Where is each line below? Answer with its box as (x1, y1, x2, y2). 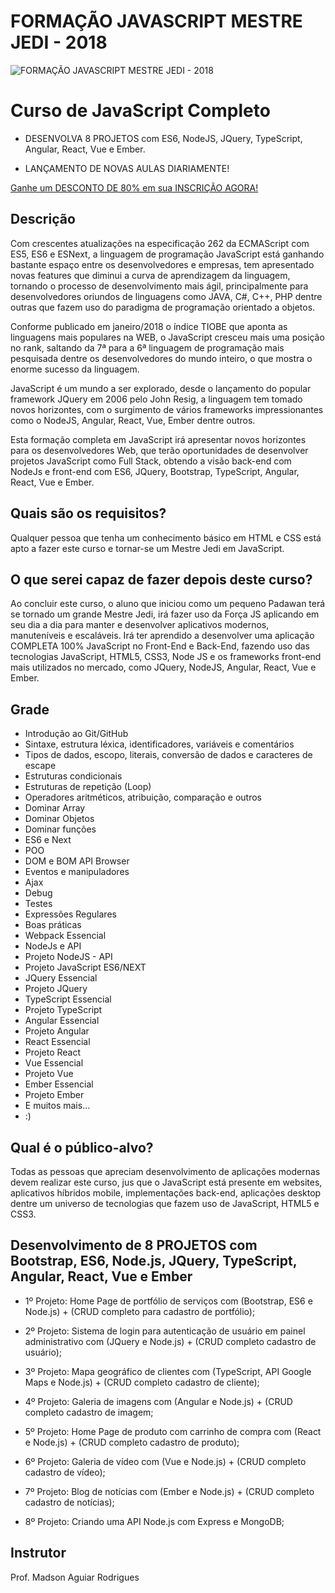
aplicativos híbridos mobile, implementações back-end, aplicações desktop (10, 1186, 322, 1199)
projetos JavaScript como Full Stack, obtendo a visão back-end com (10, 455, 292, 467)
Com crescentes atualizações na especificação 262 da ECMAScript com (10, 237, 310, 249)
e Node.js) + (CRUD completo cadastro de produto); (24, 1436, 240, 1448)
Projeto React (24, 1046, 82, 1059)
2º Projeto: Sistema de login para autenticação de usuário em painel (24, 1325, 306, 1337)
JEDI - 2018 (10, 31, 108, 54)
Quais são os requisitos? (10, 505, 167, 522)
